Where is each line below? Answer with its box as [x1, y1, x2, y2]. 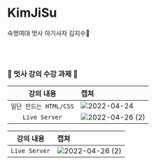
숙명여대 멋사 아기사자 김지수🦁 [7, 29, 90, 37]
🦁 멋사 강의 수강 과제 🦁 [7, 69, 78, 78]
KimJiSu [7, 5, 57, 21]
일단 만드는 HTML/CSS [10, 103, 75, 110]
